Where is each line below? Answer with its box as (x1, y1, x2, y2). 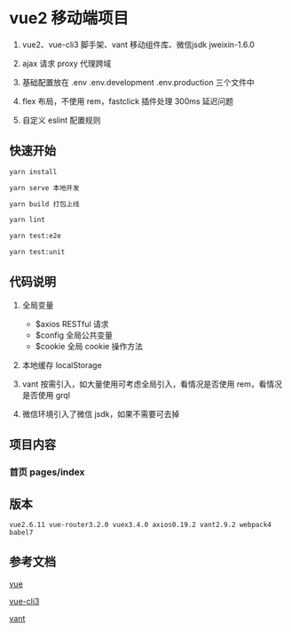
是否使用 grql (21, 389, 71, 400)
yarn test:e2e (9, 232, 62, 241)
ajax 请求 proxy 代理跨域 (21, 58, 112, 68)
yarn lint (9, 215, 46, 225)
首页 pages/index (9, 466, 85, 478)
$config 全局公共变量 (35, 330, 114, 340)
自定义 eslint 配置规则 (21, 115, 101, 125)
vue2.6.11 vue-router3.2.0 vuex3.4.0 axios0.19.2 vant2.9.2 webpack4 (9, 520, 272, 529)
